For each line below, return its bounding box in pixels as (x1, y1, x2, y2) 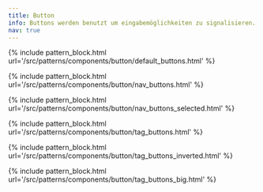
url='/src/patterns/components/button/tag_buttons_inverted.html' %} (8, 151, 233, 160)
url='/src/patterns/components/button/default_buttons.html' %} (8, 56, 216, 66)
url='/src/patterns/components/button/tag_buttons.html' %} (8, 127, 204, 137)
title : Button (8, 11, 55, 20)
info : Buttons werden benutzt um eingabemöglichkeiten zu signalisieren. (8, 19, 257, 27)
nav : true (8, 26, 41, 34)
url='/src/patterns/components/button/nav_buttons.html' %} (8, 80, 204, 89)
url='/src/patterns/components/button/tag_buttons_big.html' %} (8, 175, 217, 184)
